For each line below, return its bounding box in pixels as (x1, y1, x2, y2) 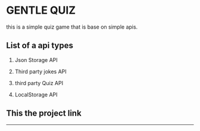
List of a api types (6, 40, 73, 51)
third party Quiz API (14, 79, 64, 86)
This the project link (6, 108, 82, 118)
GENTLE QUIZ (6, 4, 76, 17)
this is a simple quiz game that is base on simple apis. (6, 23, 138, 30)
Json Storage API (14, 56, 58, 63)
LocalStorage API (14, 91, 58, 98)
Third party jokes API (14, 68, 67, 75)
